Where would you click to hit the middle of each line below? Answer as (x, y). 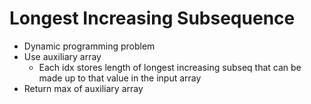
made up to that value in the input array (120, 78)
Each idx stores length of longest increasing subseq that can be (170, 67)
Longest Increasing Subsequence (152, 18)
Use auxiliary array (62, 56)
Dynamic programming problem (89, 46)
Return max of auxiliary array (83, 88)
